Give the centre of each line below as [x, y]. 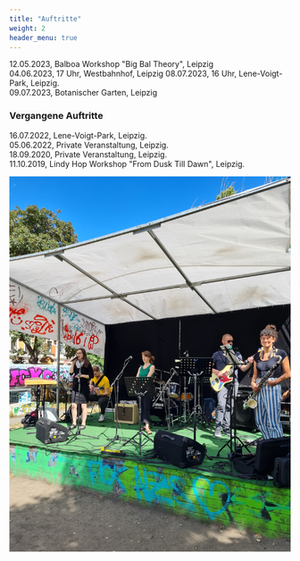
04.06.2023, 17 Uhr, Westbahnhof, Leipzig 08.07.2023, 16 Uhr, [123, 74]
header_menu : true [43, 38]
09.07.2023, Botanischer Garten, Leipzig [83, 93]
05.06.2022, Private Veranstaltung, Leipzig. [89, 145]
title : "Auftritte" [46, 19]
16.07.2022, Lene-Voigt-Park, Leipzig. [78, 135]
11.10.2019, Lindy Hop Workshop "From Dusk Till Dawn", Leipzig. [127, 163]
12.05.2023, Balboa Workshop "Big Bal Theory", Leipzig [112, 64]
